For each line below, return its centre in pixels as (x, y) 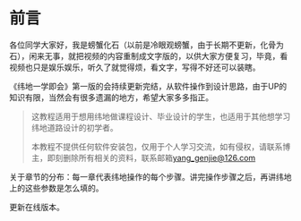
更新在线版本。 (37, 207)
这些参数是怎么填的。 (64, 188)
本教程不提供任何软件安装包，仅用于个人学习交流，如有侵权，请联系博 (161, 146)
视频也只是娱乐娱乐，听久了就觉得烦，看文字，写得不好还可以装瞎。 (135, 67)
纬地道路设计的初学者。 (74, 127)
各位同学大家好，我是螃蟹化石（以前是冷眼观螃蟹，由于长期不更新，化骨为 (146, 45)
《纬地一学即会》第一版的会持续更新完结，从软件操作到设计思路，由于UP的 (148, 86)
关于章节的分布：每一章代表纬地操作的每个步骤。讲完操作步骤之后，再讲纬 (146, 176)
